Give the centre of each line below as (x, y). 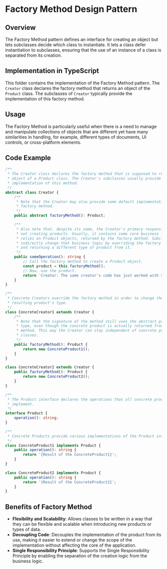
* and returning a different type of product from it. (74, 248)
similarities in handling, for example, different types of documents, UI (76, 137)
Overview (21, 28)
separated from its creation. (34, 55)
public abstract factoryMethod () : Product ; (60, 216)
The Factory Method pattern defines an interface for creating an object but (82, 39)
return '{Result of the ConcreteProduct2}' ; (70, 482)
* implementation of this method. (43, 183)
